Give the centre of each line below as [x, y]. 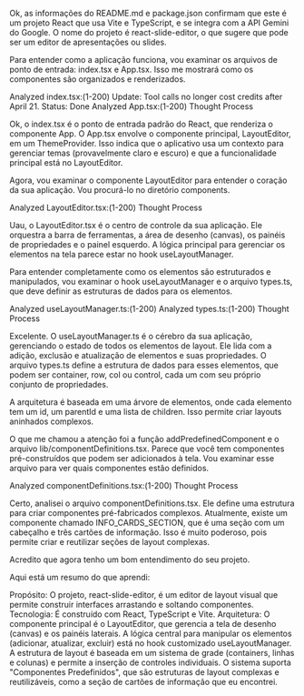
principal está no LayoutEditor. [66, 162]
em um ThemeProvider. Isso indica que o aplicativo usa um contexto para [147, 143]
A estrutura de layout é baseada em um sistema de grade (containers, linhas [152, 653]
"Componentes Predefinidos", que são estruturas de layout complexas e [144, 672]
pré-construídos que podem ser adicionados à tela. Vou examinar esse [142, 458]
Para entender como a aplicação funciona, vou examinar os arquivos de [144, 60]
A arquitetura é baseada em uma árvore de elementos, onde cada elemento [151, 402]
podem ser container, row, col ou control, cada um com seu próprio [135, 375]
